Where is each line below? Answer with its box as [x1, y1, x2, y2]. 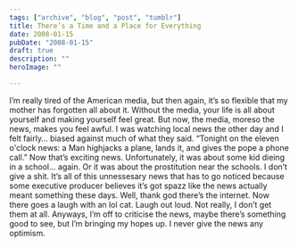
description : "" [9, 54, 70, 63]
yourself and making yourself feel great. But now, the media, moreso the [9, 113, 275, 125]
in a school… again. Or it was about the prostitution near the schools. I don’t [9, 161, 287, 172]
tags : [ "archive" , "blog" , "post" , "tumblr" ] [9, 12, 181, 22]
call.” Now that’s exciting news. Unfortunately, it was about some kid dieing [9, 152, 286, 162]
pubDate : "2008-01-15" [9, 37, 94, 47]
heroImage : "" [9, 63, 62, 72]
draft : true [9, 46, 54, 55]
